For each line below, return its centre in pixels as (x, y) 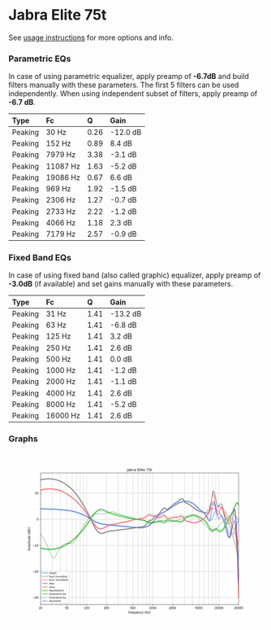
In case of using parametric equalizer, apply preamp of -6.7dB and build (129, 77)
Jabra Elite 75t (58, 15)
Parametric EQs (40, 59)
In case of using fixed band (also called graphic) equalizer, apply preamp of (135, 275)
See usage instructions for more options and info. (91, 37)
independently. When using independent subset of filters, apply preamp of (133, 94)
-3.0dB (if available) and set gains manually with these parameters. (121, 284)
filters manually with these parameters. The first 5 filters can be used (124, 85)
